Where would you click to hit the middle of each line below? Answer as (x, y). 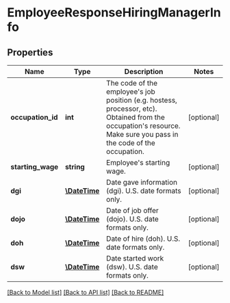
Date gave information (142, 182)
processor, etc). (131, 109)
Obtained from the (136, 117)
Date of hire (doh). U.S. (143, 239)
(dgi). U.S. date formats (143, 191)
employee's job (130, 92)
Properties (30, 52)
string (75, 167)
